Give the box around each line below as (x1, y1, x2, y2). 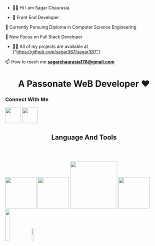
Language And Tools (51, 133, 117, 141)
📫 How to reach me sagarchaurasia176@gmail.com (5, 59, 115, 64)
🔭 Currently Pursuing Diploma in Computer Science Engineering (5, 24, 136, 30)
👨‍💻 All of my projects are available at (12, 43, 88, 49)
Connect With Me (5, 96, 49, 103)
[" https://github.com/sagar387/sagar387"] (12, 49, 100, 54)
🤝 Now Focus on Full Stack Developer (5, 34, 82, 39)
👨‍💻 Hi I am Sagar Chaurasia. (12, 5, 71, 10)
